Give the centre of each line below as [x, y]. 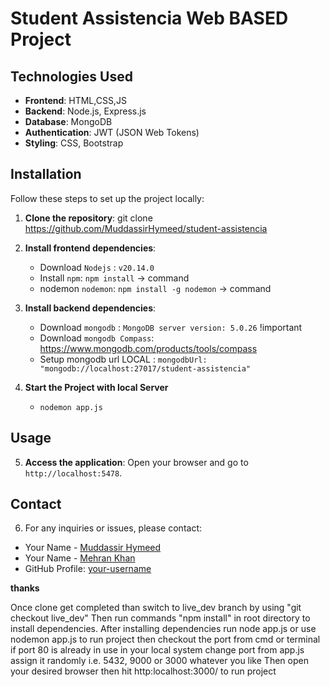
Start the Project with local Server [96, 387]
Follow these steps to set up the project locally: [107, 198]
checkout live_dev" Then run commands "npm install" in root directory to [160, 618]
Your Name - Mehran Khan [80, 558]
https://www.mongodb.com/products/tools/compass [148, 348]
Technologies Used [71, 76]
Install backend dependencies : [90, 308]
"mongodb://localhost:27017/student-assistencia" [145, 368]
